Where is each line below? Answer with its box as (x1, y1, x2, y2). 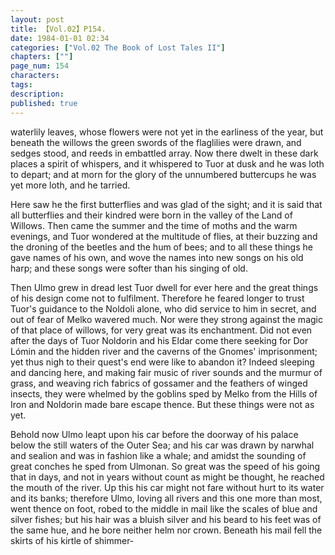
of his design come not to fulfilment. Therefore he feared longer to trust (10, 292, 305, 304)
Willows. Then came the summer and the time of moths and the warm (10, 219, 298, 231)
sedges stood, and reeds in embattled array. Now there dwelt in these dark (10, 147, 319, 159)
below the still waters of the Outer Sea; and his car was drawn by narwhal (10, 439, 315, 451)
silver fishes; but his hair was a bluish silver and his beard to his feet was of (10, 513, 322, 525)
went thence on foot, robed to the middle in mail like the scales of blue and (10, 502, 318, 515)
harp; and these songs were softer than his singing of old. (10, 262, 248, 274)
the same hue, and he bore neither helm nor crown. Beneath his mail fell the (10, 524, 323, 536)
